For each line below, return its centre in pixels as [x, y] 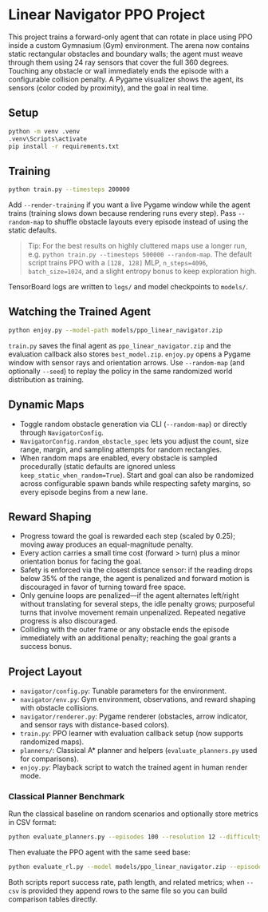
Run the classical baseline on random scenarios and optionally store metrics [134, 814]
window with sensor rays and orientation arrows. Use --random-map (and [127, 362]
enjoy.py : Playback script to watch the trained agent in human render [134, 767]
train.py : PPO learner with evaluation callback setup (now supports [131, 734]
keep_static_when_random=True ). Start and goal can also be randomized [136, 475]
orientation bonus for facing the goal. [81, 562]
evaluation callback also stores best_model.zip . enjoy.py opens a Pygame [130, 354]
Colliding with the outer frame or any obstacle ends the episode [124, 630]
